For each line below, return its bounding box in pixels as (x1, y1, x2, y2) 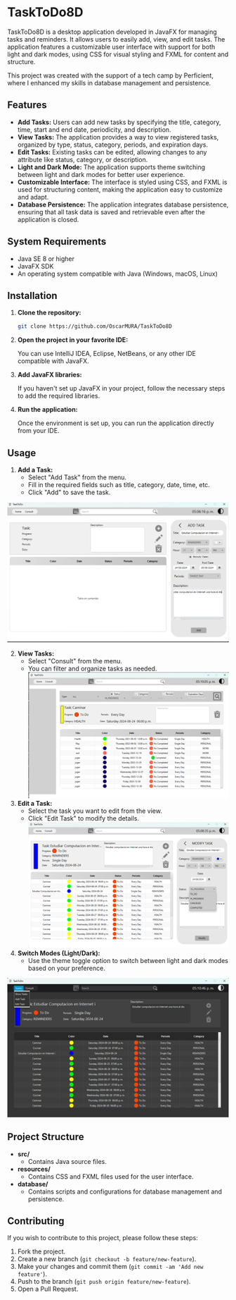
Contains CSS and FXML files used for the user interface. (27, 1172, 195, 1181)
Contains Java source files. (27, 1157, 107, 1165)
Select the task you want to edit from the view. (27, 807, 163, 815)
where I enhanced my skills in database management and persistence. (7, 78, 211, 87)
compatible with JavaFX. (17, 357, 89, 365)
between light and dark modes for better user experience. (17, 170, 185, 178)
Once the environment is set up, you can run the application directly (17, 419, 214, 427)
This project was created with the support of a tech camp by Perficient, (7, 71, 214, 80)
